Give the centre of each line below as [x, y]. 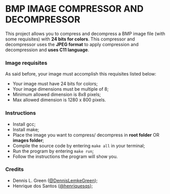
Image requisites [26, 63]
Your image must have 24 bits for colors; [55, 84]
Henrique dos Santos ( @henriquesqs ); [53, 186]
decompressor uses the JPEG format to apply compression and [72, 44]
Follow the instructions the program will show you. [65, 156]
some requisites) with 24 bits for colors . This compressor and [70, 39]
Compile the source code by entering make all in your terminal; [79, 145]
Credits [14, 169]
